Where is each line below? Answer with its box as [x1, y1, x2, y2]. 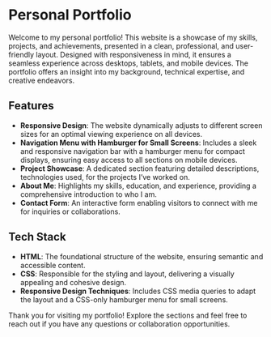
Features [8, 99, 54, 113]
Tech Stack [8, 230, 66, 244]
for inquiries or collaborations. [19, 207, 121, 216]
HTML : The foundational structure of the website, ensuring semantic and [19, 251, 264, 261]
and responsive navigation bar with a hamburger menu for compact [19, 146, 245, 156]
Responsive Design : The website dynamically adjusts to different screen [19, 120, 263, 130]
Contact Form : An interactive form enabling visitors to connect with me [19, 198, 258, 207]
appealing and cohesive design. [19, 277, 127, 287]
